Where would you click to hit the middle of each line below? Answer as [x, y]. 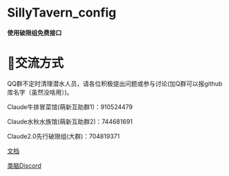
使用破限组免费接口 [34, 32]
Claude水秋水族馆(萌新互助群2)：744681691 [70, 121]
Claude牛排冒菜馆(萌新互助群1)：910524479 [70, 107]
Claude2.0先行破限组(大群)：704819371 [63, 136]
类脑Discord [24, 165]
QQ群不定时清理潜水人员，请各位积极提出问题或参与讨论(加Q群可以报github [115, 84]
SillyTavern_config [62, 13]
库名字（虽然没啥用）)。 [40, 92]
